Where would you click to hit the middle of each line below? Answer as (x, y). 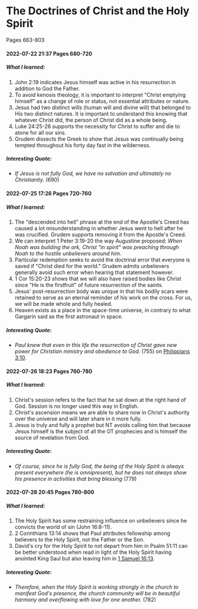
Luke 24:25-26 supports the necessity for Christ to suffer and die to (97, 126)
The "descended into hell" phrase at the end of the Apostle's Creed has (102, 222)
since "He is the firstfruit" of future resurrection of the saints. (89, 285)
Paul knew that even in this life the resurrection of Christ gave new (96, 345)
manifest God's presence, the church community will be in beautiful (97, 594)
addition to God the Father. (47, 88)
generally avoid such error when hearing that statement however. (94, 272)
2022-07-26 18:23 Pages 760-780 (49, 371)
